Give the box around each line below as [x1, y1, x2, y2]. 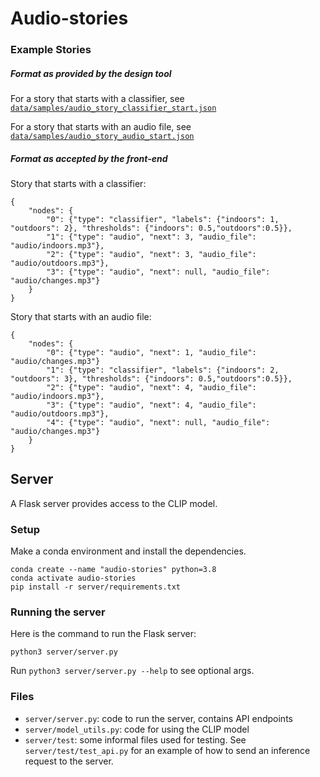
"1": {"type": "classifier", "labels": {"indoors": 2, [46, 365, 280, 376]
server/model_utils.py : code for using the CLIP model [24, 723, 250, 735]
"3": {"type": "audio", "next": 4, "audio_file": [46, 400, 257, 411]
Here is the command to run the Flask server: [10, 628, 197, 640]
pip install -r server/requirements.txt [10, 582, 182, 592]
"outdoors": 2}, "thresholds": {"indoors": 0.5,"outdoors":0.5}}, [10, 223, 293, 234]
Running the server [10, 605, 106, 619]
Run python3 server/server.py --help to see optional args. [10, 665, 255, 677]
